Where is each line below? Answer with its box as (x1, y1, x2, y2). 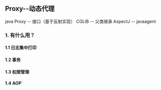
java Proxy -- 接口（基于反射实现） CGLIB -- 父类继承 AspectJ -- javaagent (5, 18, 156, 24)
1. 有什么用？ (5, 32, 35, 38)
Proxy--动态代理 (5, 4, 55, 13)
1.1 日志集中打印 (5, 45, 37, 51)
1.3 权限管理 (5, 69, 29, 74)
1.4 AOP (5, 80, 22, 86)
